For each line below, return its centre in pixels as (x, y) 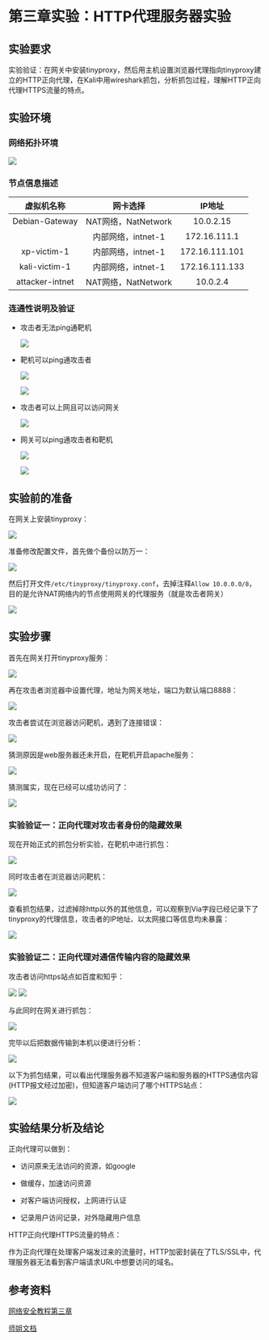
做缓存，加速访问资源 (55, 1183)
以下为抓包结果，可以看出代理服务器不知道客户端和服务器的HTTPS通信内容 (133, 1075)
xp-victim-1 (46, 251)
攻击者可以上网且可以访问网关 (69, 407)
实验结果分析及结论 (56, 1128)
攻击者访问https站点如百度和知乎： (67, 976)
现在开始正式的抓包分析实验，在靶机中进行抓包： (90, 845)
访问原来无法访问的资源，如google (78, 1166)
